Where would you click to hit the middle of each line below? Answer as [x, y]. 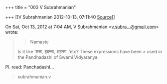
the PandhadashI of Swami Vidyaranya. [58, 57]
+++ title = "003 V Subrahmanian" [41, 7]
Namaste [39, 42]
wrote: [12, 32]
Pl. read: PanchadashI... [30, 67]
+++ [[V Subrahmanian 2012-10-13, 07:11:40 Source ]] [60, 17]
